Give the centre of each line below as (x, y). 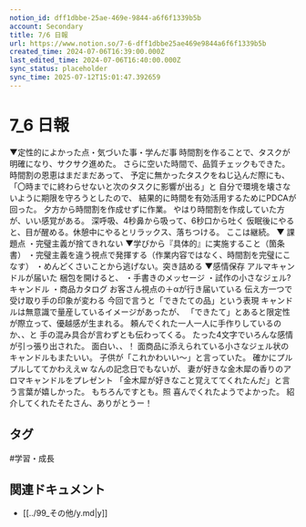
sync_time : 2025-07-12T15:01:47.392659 (85, 77)
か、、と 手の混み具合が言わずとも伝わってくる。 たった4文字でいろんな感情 (152, 335)
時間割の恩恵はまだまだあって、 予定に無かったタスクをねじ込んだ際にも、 (149, 175)
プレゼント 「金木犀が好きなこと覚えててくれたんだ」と (177, 380)
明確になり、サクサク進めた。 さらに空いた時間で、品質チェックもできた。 (150, 163)
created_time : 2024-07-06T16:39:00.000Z (87, 52)
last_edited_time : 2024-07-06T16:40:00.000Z (95, 60)
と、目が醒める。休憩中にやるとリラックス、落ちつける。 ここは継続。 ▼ (147, 232)
